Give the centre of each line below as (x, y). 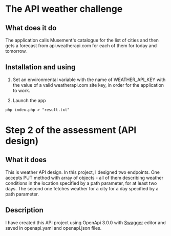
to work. (22, 90)
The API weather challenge (64, 9)
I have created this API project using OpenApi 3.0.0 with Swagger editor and (86, 222)
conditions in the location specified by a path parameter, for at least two (81, 183)
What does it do (31, 28)
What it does (26, 160)
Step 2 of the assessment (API (71, 130)
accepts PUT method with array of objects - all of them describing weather (84, 178)
